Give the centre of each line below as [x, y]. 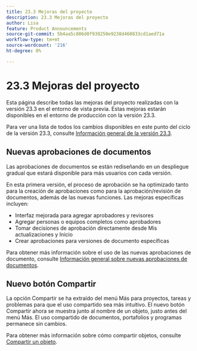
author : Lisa [22, 23]
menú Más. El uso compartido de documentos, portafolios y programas [94, 317]
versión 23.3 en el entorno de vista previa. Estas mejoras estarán [86, 109]
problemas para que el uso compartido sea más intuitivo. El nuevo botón [96, 305]
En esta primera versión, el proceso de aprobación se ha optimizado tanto [97, 184]
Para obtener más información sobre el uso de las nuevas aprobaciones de [99, 252]
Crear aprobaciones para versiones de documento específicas [92, 241]
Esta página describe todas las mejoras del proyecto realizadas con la [92, 102]
